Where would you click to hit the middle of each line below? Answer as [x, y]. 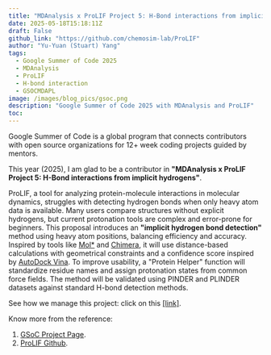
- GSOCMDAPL [36, 91]
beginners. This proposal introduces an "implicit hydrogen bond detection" [135, 228]
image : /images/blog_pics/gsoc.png [68, 98]
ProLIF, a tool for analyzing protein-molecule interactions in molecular [124, 193]
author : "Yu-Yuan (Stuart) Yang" [65, 46]
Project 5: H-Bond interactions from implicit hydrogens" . [105, 177]
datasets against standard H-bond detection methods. [98, 288]
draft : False [30, 31]
